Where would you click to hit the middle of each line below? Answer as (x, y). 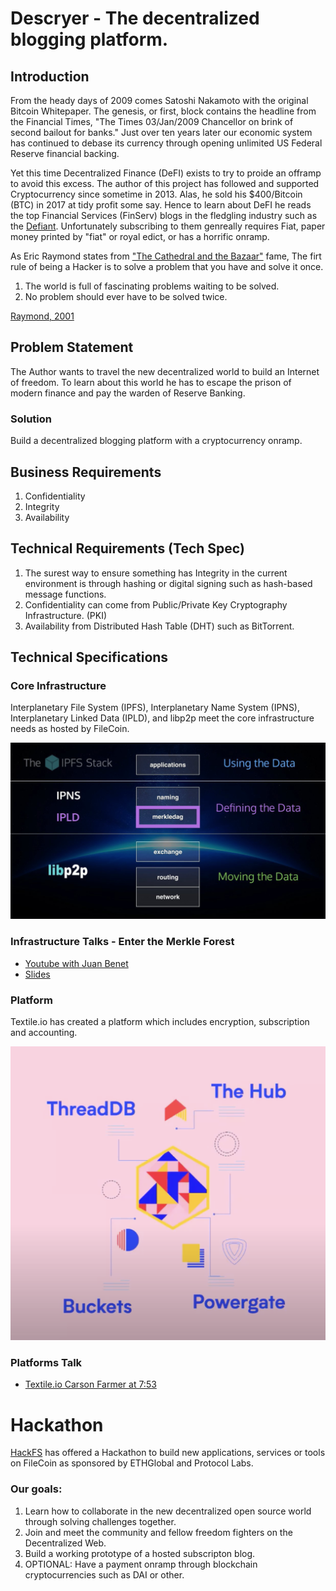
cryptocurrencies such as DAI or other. (104, 1574)
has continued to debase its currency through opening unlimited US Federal (166, 143)
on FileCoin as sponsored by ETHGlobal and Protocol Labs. (132, 1463)
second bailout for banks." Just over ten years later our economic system (161, 132)
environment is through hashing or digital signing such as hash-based (168, 583)
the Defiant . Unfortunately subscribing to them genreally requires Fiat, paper (168, 226)
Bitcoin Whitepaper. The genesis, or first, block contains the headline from (163, 111)
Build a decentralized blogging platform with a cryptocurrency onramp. (156, 441)
